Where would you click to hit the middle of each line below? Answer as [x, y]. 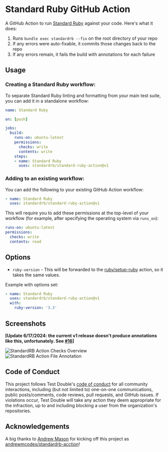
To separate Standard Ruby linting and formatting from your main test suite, [83, 95]
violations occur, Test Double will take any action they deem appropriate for [83, 400]
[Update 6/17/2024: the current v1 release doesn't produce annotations [81, 335]
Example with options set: [32, 284]
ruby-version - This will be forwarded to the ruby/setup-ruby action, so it [88, 269]
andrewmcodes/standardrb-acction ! [43, 444]
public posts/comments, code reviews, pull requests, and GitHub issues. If [82, 395]
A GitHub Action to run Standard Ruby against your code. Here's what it [79, 23]
